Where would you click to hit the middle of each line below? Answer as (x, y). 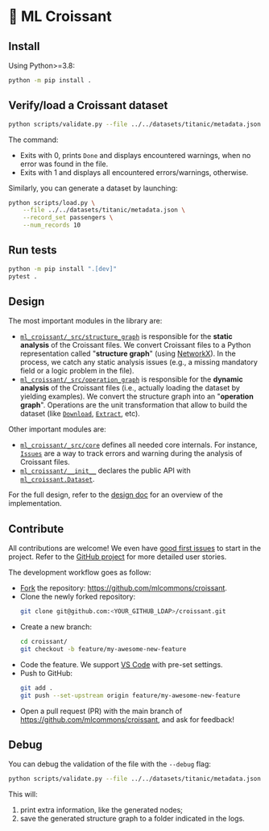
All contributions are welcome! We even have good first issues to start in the (135, 549)
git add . (37, 688)
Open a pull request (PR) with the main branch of (101, 711)
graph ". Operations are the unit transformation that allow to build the (134, 405)
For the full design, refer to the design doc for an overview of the (116, 495)
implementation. (35, 503)
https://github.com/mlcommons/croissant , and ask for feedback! (127, 719)
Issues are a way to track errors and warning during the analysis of (131, 453)
